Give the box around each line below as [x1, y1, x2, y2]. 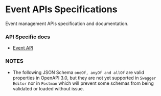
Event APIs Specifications [5, 4, 118, 15]
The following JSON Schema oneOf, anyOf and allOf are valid [12, 69, 145, 75]
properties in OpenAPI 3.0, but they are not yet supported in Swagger [12, 75, 156, 81]
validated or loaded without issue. [12, 85, 84, 91]
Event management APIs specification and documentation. [5, 20, 129, 27]
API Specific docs [5, 33, 50, 40]
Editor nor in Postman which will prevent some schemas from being [12, 80, 154, 86]
